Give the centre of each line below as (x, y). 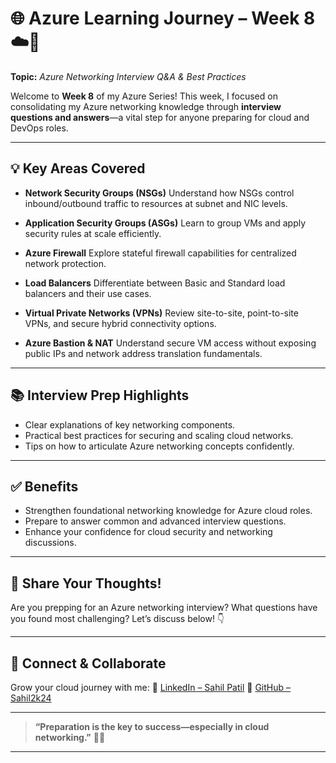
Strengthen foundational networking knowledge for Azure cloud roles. (168, 511)
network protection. (65, 263)
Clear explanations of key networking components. (130, 424)
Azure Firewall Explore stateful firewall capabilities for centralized (160, 253)
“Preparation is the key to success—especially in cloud (152, 726)
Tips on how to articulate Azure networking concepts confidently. (159, 446)
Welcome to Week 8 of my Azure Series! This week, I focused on (144, 96)
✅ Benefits (44, 486)
